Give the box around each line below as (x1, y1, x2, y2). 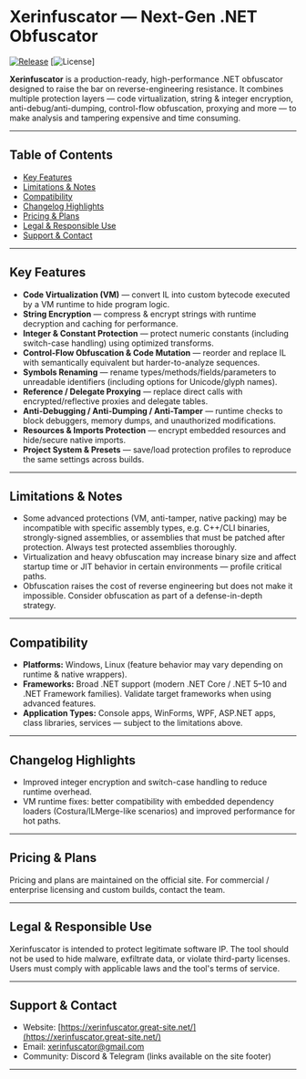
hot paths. (22, 815, 61, 826)
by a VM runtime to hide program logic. (22, 298, 170, 309)
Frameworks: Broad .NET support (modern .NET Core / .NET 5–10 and (22, 679, 287, 690)
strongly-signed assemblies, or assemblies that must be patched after (22, 532, 285, 544)
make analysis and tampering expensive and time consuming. (9, 112, 241, 123)
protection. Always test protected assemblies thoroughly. (22, 542, 238, 553)
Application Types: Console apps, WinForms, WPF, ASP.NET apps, (22, 708, 276, 719)
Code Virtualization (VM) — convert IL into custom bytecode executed (22, 289, 291, 300)
